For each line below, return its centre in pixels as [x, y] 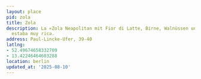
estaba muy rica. [33, 34]
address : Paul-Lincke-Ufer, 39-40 [49, 39]
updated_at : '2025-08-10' [38, 67]
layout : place [24, 12]
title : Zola [21, 23]
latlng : [16, 45]
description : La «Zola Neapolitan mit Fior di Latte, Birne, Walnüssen [97, 28]
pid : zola [19, 17]
